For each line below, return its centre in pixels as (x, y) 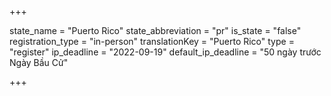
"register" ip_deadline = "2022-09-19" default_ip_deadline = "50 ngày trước (165, 52)
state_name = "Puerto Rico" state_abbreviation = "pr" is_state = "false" (155, 30)
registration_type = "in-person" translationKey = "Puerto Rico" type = (152, 41)
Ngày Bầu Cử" (39, 62)
